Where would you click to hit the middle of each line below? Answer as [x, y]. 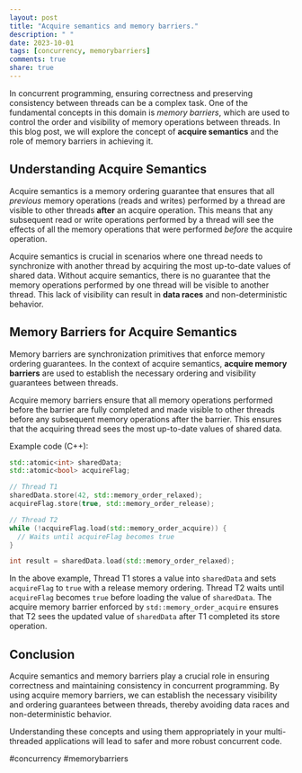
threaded [26, 742]
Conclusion [42, 654]
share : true [31, 68]
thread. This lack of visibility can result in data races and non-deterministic [148, 294]
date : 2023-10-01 [42, 43]
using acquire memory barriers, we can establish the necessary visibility [143, 695]
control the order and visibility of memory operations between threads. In [145, 121]
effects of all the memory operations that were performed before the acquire [151, 229]
